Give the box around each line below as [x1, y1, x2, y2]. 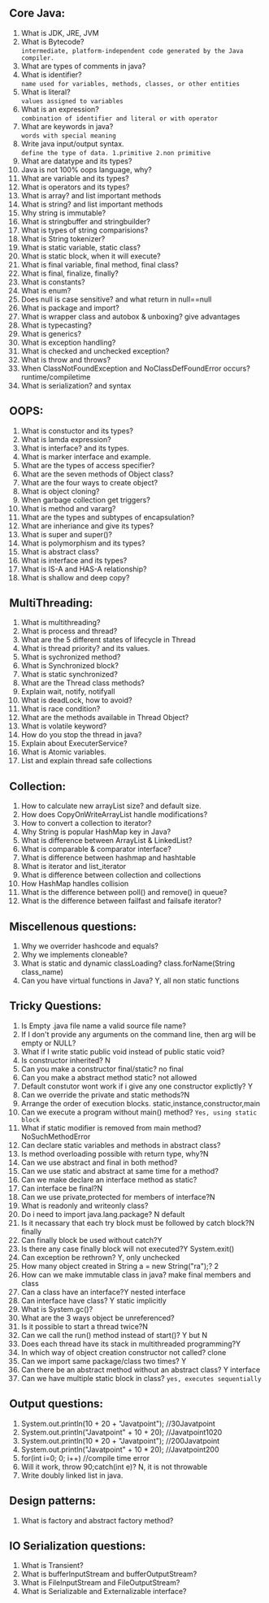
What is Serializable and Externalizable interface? [20, 1587, 187, 1596]
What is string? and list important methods [20, 199, 163, 209]
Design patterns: [9, 1494, 97, 1508]
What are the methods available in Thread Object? [20, 713, 189, 723]
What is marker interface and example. [20, 451, 151, 462]
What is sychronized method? [20, 652, 121, 662]
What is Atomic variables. [20, 747, 106, 757]
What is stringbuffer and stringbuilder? [20, 216, 151, 226]
